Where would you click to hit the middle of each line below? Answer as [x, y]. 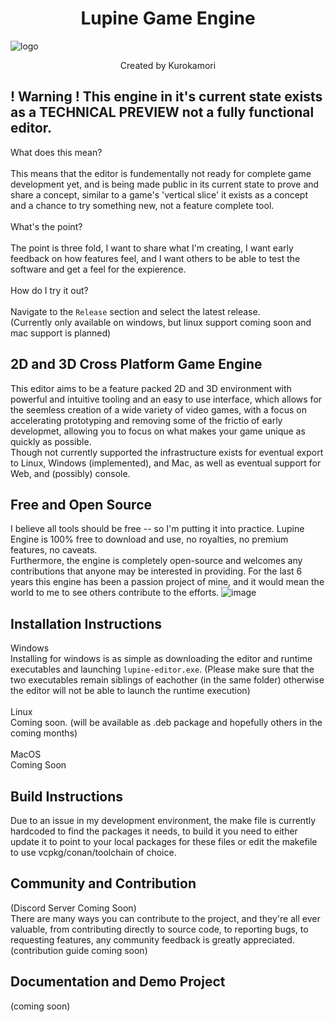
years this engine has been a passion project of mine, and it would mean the [167, 582]
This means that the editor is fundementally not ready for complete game [161, 173]
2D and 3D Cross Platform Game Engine [136, 364]
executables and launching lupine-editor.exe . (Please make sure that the [162, 669]
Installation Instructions [86, 623]
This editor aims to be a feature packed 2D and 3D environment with [151, 388]
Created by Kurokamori [168, 65]
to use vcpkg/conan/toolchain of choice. [93, 852]
